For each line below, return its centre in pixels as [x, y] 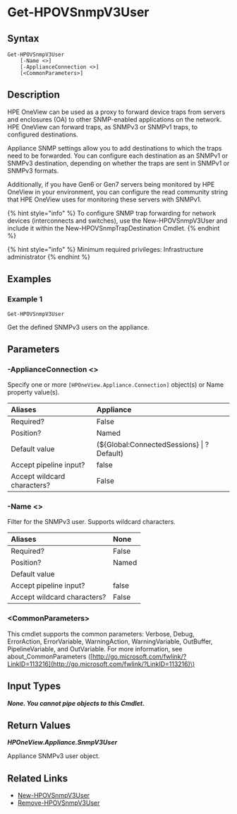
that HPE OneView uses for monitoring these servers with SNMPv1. [105, 199]
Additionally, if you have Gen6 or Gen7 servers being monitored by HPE [111, 184]
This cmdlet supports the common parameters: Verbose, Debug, [101, 634]
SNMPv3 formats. [33, 170]
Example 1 [25, 299]
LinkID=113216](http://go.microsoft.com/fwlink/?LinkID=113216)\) [101, 664]
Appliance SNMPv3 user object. [54, 756]
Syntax [23, 39]
